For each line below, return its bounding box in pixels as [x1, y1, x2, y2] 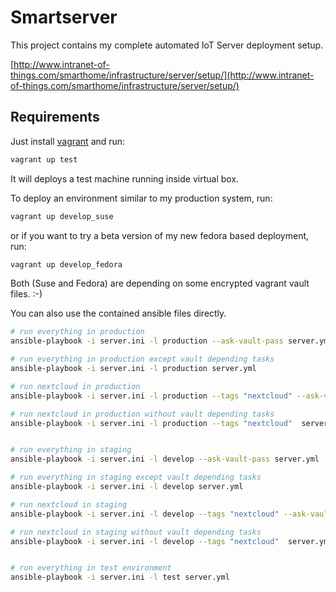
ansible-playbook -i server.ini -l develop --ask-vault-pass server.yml [10, 454, 320, 465]
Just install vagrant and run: [10, 135, 126, 147]
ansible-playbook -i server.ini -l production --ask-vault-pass [10, 336, 284, 346]
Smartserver [10, 6, 118, 29]
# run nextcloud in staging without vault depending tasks [10, 527, 262, 537]
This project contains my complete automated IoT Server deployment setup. [10, 39, 324, 51]
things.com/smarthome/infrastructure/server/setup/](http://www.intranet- [10, 69, 315, 81]
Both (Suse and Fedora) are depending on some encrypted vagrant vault [10, 277, 310, 290]
